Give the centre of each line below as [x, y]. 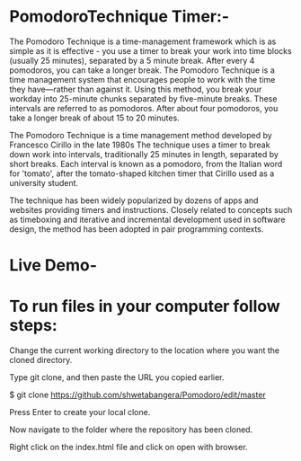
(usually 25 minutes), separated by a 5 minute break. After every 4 [132, 60]
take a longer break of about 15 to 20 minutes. [94, 118]
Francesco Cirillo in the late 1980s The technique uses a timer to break [140, 145]
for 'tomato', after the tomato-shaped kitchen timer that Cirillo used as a [142, 173]
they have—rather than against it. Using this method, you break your [136, 89]
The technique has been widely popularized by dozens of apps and [134, 200]
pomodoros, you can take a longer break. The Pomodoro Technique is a [142, 70]
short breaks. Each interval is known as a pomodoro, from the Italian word [146, 164]
